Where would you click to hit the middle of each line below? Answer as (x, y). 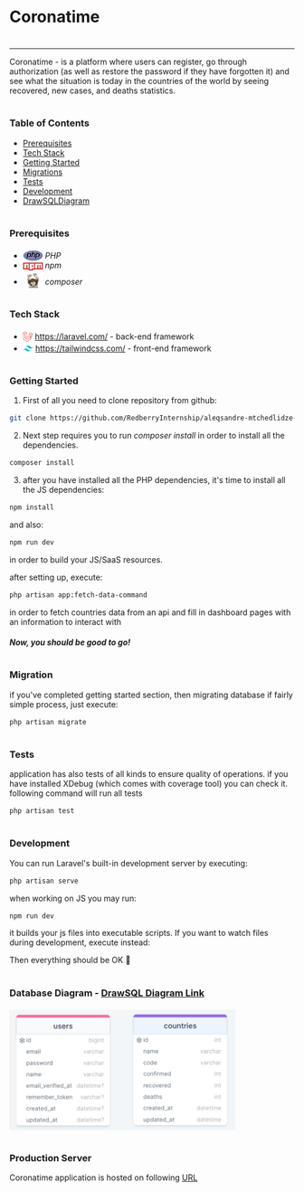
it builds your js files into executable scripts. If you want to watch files (139, 933)
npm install (32, 507)
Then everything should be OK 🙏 (70, 960)
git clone (28, 418)
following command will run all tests (76, 793)
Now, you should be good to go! (70, 642)
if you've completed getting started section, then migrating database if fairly (152, 695)
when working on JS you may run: (73, 898)
